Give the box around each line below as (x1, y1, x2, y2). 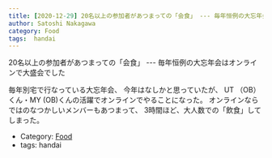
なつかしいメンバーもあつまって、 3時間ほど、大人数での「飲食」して (29, 105, 261, 115)
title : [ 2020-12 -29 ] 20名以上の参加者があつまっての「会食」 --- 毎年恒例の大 (8, 11, 251, 20)
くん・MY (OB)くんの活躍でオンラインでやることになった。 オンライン (8, 95, 245, 105)
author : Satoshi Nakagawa (8, 19, 96, 28)
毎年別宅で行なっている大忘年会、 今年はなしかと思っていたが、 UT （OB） (8, 85, 261, 95)
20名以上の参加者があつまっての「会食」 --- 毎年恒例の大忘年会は (8, 58, 229, 67)
